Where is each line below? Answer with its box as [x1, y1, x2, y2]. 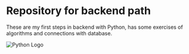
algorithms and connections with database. [6, 29, 112, 36]
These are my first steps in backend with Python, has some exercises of [6, 23, 183, 31]
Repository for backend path [6, 4, 151, 18]
